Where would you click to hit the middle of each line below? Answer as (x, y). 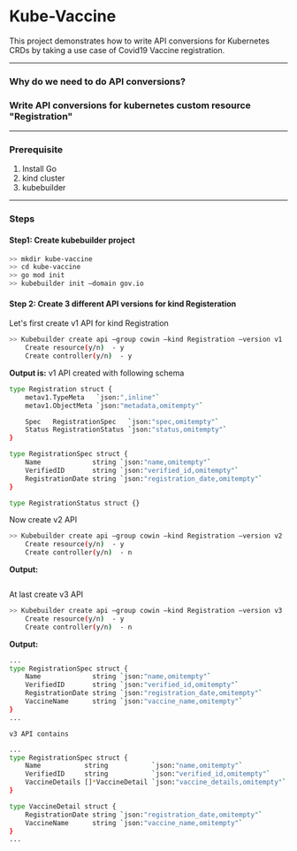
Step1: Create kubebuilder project (72, 240)
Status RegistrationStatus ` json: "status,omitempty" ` (126, 430)
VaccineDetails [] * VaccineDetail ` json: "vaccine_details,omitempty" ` (156, 782)
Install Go (39, 169)
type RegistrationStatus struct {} (75, 503)
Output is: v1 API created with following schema (97, 373)
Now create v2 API (43, 520)
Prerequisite (36, 150)
